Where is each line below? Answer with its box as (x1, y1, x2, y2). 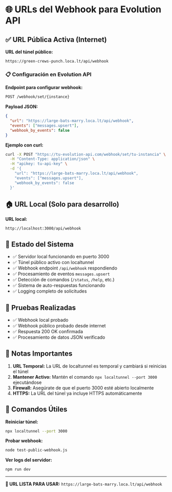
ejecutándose (12, 379, 42, 385)
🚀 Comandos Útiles (5, 405, 68, 414)
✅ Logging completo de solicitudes (12, 288, 87, 294)
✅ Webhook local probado (12, 317, 69, 323)
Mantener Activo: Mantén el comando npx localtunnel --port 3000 (12, 374, 157, 380)
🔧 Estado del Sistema (5, 240, 74, 249)
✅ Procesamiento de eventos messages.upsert (12, 271, 110, 277)
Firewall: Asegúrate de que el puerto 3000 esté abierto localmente (12, 384, 154, 391)
